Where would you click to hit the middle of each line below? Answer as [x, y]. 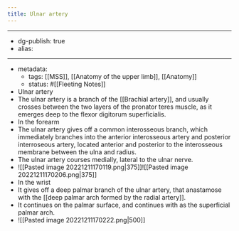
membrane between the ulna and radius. [77, 152]
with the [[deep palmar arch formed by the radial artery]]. [102, 197]
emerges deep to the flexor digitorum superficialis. [92, 114]
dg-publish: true [41, 41]
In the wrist [34, 182]
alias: [25, 48]
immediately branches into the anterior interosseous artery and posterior [124, 136]
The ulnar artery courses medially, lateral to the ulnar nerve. [105, 159]
